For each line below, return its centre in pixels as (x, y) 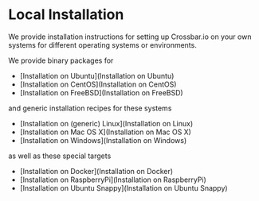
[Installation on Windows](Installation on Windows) (103, 140)
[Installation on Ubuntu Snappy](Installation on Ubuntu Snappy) (124, 187)
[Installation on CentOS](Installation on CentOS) (98, 84)
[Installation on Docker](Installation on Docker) (96, 171)
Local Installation (66, 15)
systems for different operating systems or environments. (102, 44)
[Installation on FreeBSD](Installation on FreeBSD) (101, 92)
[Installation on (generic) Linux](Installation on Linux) (106, 123)
